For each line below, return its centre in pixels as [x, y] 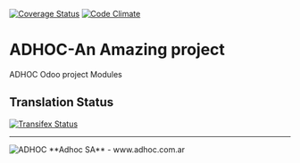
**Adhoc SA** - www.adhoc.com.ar [117, 149]
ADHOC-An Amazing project [117, 50]
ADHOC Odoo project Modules [66, 74]
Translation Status [62, 102]
